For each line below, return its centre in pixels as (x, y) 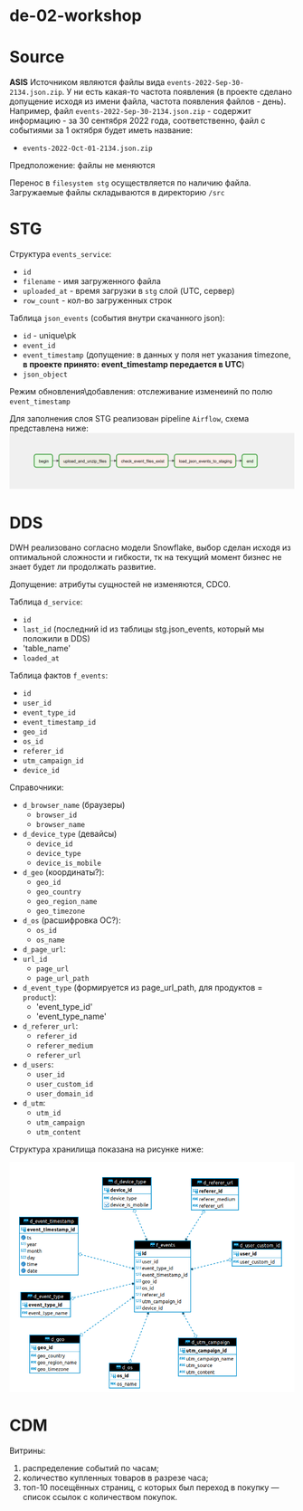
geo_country (58, 892)
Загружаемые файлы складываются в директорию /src (117, 193)
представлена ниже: (49, 428)
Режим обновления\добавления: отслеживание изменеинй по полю (141, 392)
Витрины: (28, 1451)
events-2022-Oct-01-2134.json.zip (87, 149)
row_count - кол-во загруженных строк (97, 300)
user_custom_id (64, 1085)
